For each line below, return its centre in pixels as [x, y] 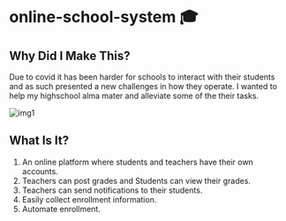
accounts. [40, 171]
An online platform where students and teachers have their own [137, 162]
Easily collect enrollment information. [89, 199]
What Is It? [39, 141]
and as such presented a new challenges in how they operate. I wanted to [143, 86]
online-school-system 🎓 [104, 17]
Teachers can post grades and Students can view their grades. [136, 180]
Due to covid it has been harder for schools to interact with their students [142, 77]
